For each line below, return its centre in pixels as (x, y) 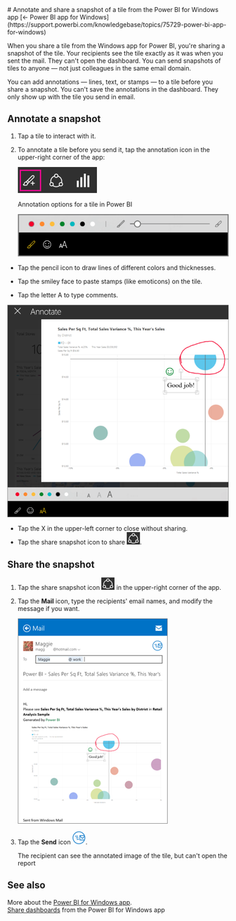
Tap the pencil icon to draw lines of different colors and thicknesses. (117, 267)
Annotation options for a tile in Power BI (75, 204)
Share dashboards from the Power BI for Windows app (86, 910)
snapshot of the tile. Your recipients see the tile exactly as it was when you (115, 53)
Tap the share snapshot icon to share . (79, 542)
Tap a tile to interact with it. (57, 136)
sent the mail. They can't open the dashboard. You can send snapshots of (114, 61)
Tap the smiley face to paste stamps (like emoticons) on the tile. (110, 281)
